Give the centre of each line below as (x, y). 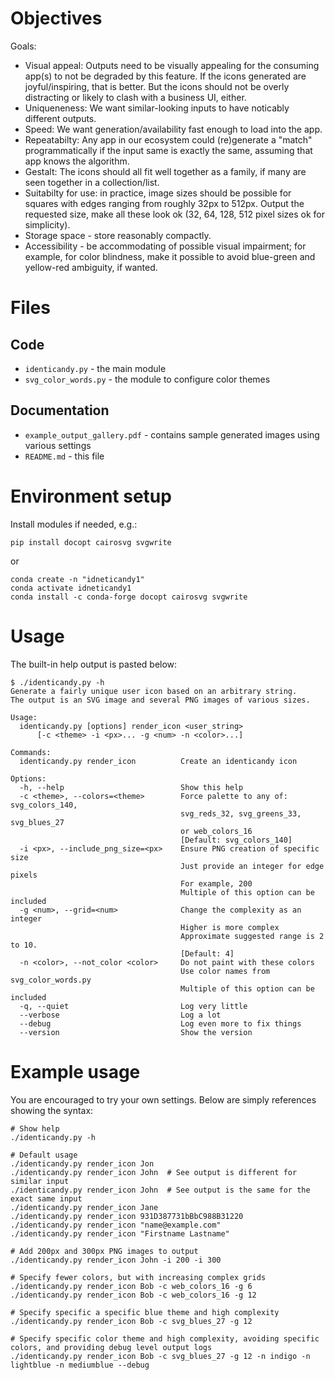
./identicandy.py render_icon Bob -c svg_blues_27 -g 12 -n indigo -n (160, 1356)
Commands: (31, 752)
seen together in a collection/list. (92, 182)
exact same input (46, 1198)
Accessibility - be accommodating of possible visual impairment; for (165, 246)
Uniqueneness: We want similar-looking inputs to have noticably (157, 108)
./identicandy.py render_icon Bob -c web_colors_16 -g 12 (133, 1295)
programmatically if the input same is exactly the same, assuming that (168, 150)
